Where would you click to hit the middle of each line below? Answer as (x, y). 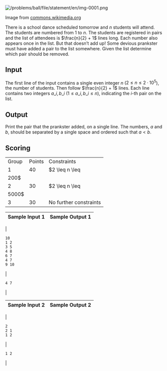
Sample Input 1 (26, 217)
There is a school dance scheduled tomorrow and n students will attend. (80, 27)
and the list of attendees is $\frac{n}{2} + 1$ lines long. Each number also (81, 38)
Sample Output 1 (70, 217)
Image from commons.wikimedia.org (43, 17)
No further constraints (75, 202)
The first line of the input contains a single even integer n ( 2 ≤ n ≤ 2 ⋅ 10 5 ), (82, 82)
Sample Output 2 (70, 305)
